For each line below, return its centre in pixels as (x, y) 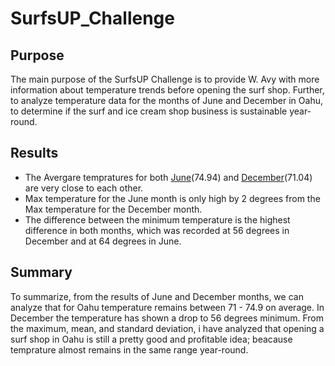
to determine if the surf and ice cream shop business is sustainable (149, 111)
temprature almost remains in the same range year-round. (129, 349)
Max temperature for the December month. (113, 209)
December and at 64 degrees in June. (103, 241)
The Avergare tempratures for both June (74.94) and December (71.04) (168, 177)
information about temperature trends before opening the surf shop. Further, (167, 90)
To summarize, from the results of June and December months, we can (157, 296)
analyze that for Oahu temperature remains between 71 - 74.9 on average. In (167, 307)
